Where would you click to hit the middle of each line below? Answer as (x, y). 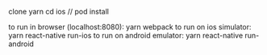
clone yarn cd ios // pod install (58, 12)
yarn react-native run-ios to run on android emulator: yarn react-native (126, 35)
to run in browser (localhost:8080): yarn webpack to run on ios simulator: (130, 27)
